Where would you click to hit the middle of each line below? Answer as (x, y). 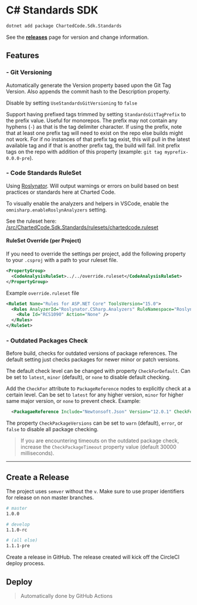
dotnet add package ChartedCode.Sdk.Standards (64, 26)
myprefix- (176, 152)
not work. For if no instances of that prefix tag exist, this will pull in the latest (98, 139)
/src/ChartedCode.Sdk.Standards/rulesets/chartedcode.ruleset (82, 227)
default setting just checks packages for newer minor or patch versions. (93, 359)
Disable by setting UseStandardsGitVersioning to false (72, 103)
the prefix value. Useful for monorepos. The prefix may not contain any (92, 120)
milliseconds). (37, 453)
